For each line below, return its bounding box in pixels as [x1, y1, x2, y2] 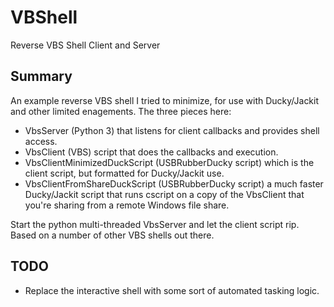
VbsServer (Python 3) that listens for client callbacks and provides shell [24, 124, 320, 136]
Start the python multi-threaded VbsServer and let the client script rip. [10, 218, 300, 230]
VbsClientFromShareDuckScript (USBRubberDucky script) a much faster [24, 177, 324, 190]
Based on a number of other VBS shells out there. [10, 229, 215, 241]
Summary [10, 68, 73, 85]
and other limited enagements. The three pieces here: [10, 105, 232, 117]
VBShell [10, 6, 78, 29]
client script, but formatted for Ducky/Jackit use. [24, 167, 225, 179]
